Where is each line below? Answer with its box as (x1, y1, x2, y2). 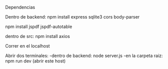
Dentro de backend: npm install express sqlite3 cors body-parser (5, 14, 140, 19)
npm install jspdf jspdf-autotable (5, 23, 73, 29)
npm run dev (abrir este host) (5, 58, 66, 64)
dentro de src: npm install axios (5, 33, 70, 39)
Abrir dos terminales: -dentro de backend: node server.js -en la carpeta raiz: (5, 52, 163, 58)
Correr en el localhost (5, 43, 50, 49)
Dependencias (5, 4, 35, 10)
